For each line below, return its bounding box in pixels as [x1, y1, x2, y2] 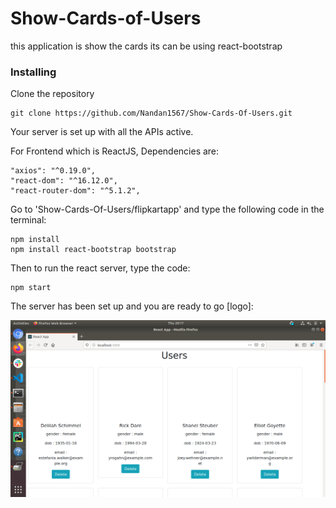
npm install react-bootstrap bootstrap [10, 245, 177, 255]
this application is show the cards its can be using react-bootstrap [10, 40, 283, 52]
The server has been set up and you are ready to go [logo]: [10, 300, 254, 312]
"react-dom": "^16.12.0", [10, 176, 118, 186]
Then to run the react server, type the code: [10, 262, 191, 274]
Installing [10, 65, 57, 79]
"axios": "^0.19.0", [10, 166, 97, 176]
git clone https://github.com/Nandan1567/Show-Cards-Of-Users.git [10, 108, 293, 119]
